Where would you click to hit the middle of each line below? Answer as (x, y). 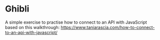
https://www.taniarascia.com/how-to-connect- (108, 27)
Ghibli (17, 9)
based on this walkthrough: (32, 27)
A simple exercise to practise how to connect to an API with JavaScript (76, 22)
